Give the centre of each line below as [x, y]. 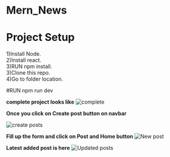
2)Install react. [24, 60]
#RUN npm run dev [30, 91]
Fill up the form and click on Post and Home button [70, 136]
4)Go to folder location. [35, 79]
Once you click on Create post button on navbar [66, 114]
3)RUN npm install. [29, 66]
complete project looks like [40, 102]
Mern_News [37, 10]
